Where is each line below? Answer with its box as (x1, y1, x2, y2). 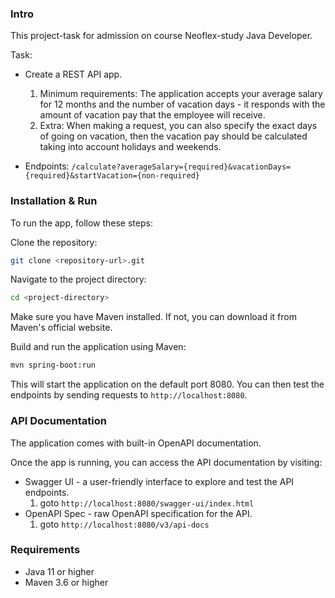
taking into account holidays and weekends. (39, 141, 222, 153)
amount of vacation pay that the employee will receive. (39, 109, 266, 121)
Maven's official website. (10, 322, 113, 334)
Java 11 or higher (24, 565, 95, 577)
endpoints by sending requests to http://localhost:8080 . (10, 389, 248, 401)
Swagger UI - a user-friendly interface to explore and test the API (24, 475, 295, 487)
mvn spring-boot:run (10, 360, 97, 371)
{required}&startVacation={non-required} (24, 171, 200, 181)
